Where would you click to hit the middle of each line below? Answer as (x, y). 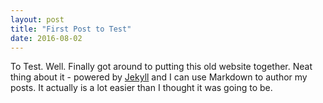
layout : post (37, 19)
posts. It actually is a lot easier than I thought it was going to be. (141, 88)
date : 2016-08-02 (46, 38)
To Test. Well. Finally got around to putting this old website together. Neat (161, 67)
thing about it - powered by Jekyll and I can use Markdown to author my (159, 77)
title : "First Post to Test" (71, 29)
